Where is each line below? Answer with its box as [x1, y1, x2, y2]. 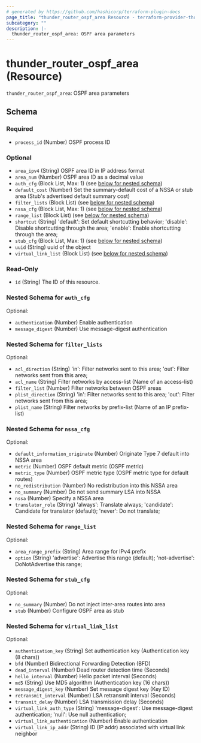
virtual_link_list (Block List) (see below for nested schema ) [14, 250, 169, 257]
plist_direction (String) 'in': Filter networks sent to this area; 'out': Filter [14, 390, 195, 398]
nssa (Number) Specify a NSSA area [14, 495, 104, 502]
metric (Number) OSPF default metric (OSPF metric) [14, 463, 144, 470]
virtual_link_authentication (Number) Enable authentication [14, 717, 167, 724]
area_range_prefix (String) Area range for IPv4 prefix [14, 548, 147, 555]
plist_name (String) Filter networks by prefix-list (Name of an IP [14, 403, 172, 411]
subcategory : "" [6, 20, 47, 26]
